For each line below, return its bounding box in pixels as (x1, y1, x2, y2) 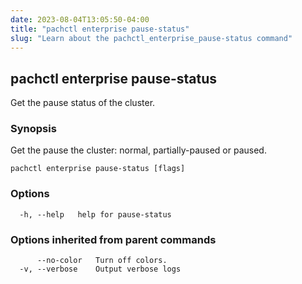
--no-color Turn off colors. (36, 256, 168, 266)
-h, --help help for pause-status (19, 209, 172, 220)
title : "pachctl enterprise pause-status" (10, 24, 190, 34)
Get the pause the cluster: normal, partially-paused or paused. (10, 144, 267, 156)
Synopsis (10, 122, 57, 136)
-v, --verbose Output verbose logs (19, 264, 182, 275)
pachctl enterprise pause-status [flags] (10, 164, 186, 174)
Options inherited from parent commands (10, 232, 217, 246)
